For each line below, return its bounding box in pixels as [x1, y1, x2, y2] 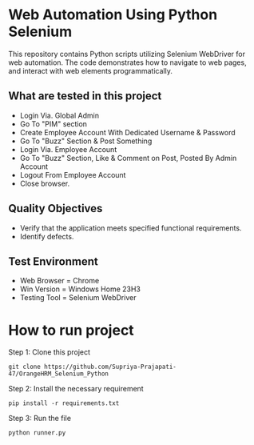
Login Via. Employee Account [19, 144, 117, 154]
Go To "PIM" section [19, 118, 88, 129]
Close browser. [19, 178, 70, 188]
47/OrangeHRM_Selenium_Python [8, 370, 109, 378]
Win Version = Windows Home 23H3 [19, 284, 141, 294]
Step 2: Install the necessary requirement [8, 384, 144, 394]
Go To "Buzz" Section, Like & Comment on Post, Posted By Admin [19, 153, 237, 162]
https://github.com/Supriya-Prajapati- [43, 363, 177, 371]
